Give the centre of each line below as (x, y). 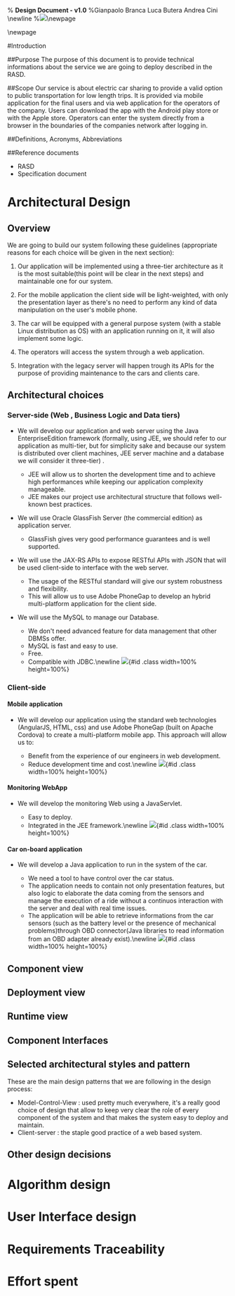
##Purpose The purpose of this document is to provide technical (101, 59)
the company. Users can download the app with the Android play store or (113, 111)
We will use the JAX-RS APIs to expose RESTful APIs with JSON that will (122, 560)
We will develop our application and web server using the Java (108, 430)
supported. (44, 546)
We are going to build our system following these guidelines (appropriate (112, 245)
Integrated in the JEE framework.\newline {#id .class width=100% (126, 826)
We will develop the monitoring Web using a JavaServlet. (100, 804)
